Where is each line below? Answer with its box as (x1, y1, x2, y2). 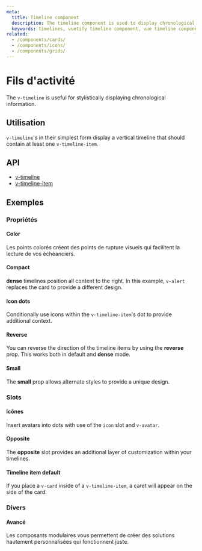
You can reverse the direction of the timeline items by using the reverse (6, 344, 184, 352)
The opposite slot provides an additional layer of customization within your (6, 448, 192, 455)
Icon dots (6, 297, 31, 305)
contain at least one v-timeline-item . (6, 140, 99, 148)
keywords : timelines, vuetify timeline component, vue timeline (11, 25, 176, 32)
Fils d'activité (6, 73, 75, 87)
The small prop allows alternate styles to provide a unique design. (6, 378, 170, 385)
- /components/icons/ (11, 43, 66, 49)
